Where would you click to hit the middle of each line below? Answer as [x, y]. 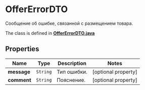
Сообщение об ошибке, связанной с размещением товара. [69, 23]
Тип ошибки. [72, 72]
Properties [22, 49]
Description [72, 63]
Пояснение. [71, 80]
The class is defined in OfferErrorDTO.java [50, 33]
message [19, 72]
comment [19, 80]
